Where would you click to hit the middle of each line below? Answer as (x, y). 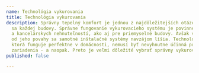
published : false (28, 56)
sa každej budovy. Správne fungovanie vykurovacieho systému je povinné (103, 28)
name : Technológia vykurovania (45, 12)
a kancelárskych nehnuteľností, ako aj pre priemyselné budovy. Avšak (100, 34)
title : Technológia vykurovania (46, 17)
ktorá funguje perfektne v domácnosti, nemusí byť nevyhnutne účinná (99, 45)
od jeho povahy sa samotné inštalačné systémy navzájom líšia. (91, 39)
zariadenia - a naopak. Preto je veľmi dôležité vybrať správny (92, 50)
